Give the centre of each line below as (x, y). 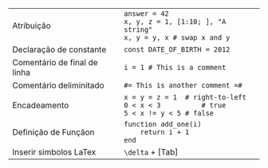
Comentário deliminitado (59, 85)
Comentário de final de (55, 63)
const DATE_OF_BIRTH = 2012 (177, 50)
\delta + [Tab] (151, 152)
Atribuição (32, 25)
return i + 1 (165, 132)
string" (138, 30)
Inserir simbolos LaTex (54, 152)
